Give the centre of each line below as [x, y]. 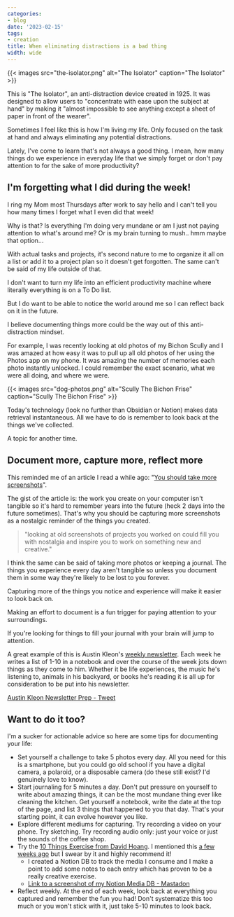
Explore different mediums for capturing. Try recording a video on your [119, 825]
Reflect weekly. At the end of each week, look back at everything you [117, 891]
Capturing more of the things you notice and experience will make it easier [115, 591]
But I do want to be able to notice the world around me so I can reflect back [116, 303]
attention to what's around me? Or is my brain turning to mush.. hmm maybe [117, 233]
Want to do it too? [46, 719]
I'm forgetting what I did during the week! [99, 187]
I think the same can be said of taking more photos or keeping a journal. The [117, 563]
